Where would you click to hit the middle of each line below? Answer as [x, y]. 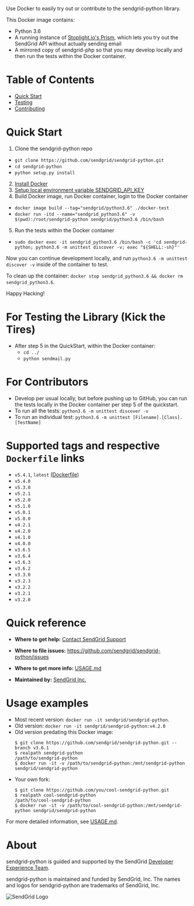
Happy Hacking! [25, 293]
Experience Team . [28, 867]
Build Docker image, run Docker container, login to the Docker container [101, 196]
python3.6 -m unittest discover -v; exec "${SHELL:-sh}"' [108, 247]
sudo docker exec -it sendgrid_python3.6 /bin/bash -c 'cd [88, 242]
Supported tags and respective [83, 446]
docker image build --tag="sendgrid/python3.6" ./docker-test [92, 208]
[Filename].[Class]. [157, 417]
